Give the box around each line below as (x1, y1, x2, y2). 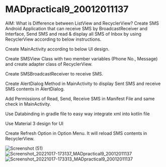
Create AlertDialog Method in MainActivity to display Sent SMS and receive (5, 80, 161, 87)
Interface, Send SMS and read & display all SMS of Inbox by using (5, 31, 142, 37)
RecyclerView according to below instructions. (5, 36, 102, 42)
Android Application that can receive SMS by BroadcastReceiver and (5, 25, 147, 31)
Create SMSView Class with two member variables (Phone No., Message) (5, 55, 158, 61)
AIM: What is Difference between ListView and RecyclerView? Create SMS (5, 20, 159, 26)
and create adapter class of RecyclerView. (5, 61, 93, 67)
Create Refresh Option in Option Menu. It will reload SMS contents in (5, 130, 147, 136)
